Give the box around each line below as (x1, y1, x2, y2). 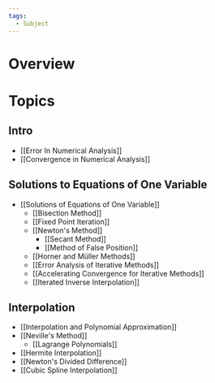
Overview (8, 54, 75, 73)
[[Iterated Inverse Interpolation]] (32, 277, 140, 287)
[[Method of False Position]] (44, 242, 139, 252)
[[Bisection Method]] (32, 208, 102, 218)
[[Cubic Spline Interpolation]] (19, 365, 118, 375)
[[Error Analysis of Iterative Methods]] (32, 259, 160, 269)
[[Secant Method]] (44, 233, 107, 244)
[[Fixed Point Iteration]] (32, 216, 110, 226)
